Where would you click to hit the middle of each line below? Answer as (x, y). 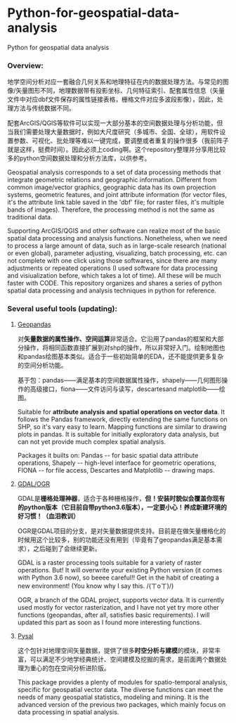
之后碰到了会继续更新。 (67, 548)
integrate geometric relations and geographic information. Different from (112, 180)
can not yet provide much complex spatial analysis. (92, 442)
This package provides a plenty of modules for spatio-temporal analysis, (123, 682)
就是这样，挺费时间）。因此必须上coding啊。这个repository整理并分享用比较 (117, 150)
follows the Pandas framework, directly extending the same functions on (123, 419)
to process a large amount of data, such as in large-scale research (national (117, 246)
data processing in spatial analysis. (68, 712)
